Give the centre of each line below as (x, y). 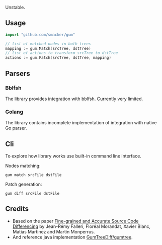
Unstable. (15, 7)
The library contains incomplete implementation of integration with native (81, 123)
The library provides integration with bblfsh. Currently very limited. (74, 99)
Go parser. (16, 128)
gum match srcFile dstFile (33, 175)
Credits (17, 209)
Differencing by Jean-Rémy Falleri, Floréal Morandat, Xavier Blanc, (82, 226)
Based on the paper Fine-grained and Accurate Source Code (75, 221)
